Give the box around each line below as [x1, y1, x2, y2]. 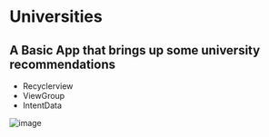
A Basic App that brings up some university [9, 43, 261, 58]
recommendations [9, 56, 116, 72]
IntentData [22, 100, 62, 111]
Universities [9, 6, 103, 27]
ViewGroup [22, 91, 65, 101]
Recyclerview [22, 81, 74, 92]
